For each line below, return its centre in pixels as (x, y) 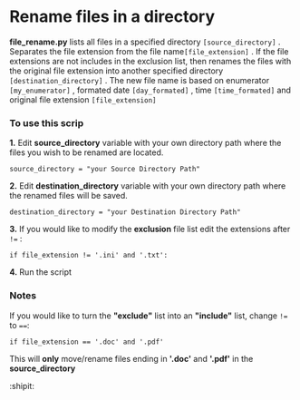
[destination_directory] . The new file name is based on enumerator (140, 80)
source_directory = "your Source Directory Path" (105, 170)
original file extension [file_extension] (83, 99)
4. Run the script (41, 272)
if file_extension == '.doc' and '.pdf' (87, 342)
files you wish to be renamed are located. (87, 152)
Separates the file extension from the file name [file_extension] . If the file (149, 51)
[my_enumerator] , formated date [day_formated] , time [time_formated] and (150, 90)
